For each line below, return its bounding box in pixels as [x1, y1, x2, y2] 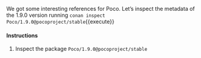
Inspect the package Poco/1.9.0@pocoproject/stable [15, 45, 147, 53]
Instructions [6, 31, 38, 39]
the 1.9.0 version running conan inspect [6, 11, 105, 19]
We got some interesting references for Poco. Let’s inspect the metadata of [6, 5, 195, 12]
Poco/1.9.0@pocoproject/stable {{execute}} [6, 18, 115, 25]
